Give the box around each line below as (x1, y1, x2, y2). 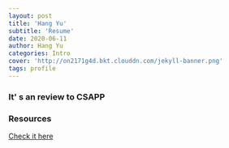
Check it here (8, 131, 54, 141)
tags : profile (8, 65, 57, 73)
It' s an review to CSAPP (8, 91, 106, 102)
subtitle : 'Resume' (8, 27, 75, 35)
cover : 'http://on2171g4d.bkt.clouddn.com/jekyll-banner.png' (8, 57, 223, 66)
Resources (8, 112, 52, 124)
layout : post (8, 11, 53, 20)
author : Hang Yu (8, 42, 63, 50)
